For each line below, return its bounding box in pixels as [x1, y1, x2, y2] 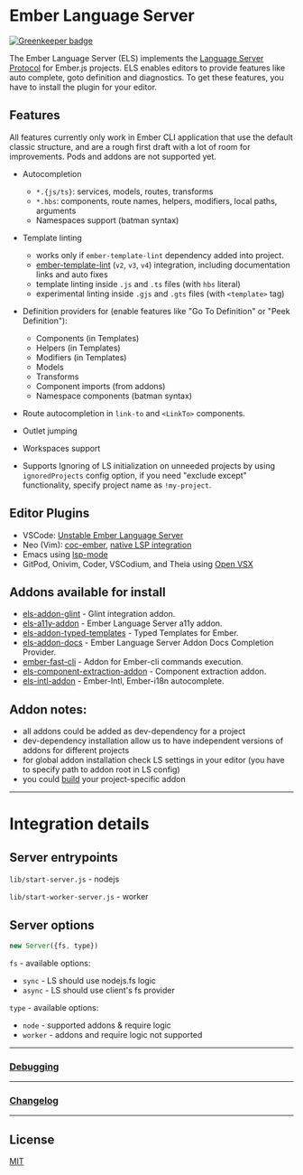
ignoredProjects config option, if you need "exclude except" [22, 470, 248, 480]
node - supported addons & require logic [22, 1020, 171, 1030]
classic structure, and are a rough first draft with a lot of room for [9, 141, 251, 152]
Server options [9, 918, 95, 933]
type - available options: [9, 1002, 99, 1012]
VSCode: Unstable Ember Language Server [22, 529, 184, 540]
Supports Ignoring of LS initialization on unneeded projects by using [22, 460, 275, 471]
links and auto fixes [35, 268, 108, 280]
